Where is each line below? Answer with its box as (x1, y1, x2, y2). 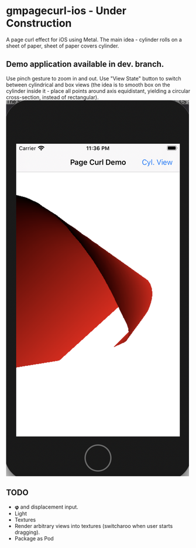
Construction (6, 16, 72, 30)
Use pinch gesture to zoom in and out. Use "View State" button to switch (6, 75, 181, 82)
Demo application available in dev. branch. (6, 59, 164, 69)
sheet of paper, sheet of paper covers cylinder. (6, 42, 119, 49)
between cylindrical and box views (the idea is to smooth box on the (6, 81, 171, 88)
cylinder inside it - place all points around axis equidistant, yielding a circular (6, 87, 191, 95)
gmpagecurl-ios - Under (6, 4, 127, 18)
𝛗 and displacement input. (14, 503, 79, 510)
